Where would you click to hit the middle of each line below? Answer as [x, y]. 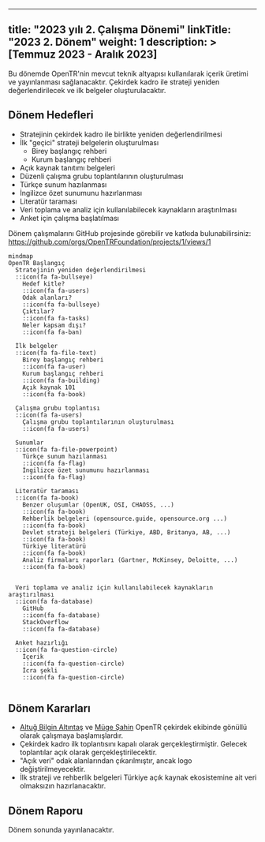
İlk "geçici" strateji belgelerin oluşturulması [89, 142]
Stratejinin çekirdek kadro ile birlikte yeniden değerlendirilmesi [121, 134]
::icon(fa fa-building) [62, 380]
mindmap [21, 256]
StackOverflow [45, 622]
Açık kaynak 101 [49, 387]
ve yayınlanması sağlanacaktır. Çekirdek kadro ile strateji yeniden [114, 82]
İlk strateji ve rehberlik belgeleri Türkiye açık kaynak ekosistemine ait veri [138, 777]
